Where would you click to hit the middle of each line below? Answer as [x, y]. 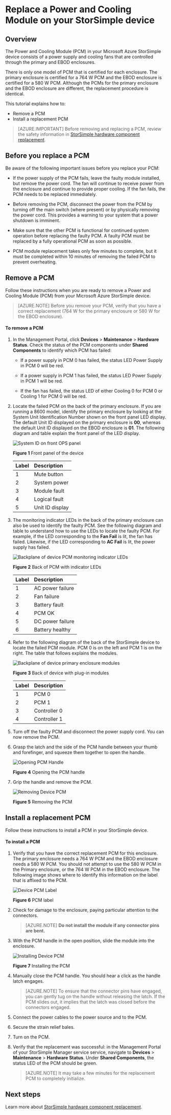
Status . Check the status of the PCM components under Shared [80, 345]
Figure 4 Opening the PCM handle [49, 772]
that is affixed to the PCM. [40, 880]
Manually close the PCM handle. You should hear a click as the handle [87, 976]
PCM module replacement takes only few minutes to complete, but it [84, 251]
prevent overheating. [35, 262]
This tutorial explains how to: [35, 104]
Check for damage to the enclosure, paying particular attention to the [86, 910]
